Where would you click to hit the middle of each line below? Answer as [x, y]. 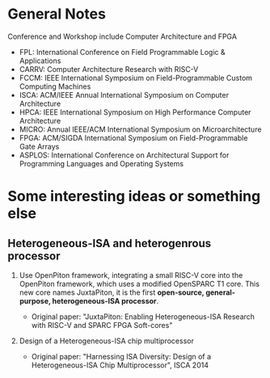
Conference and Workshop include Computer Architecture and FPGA [122, 36]
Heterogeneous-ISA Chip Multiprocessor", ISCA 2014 [120, 365]
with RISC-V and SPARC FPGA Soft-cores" [102, 325]
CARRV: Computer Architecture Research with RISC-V [109, 69]
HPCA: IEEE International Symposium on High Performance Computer [135, 112]
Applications [40, 61]
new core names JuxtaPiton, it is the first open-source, [112, 292]
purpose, [35, 300]
